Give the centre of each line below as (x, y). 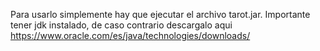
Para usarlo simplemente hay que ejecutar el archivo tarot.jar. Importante (160, 14)
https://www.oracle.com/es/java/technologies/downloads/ (130, 35)
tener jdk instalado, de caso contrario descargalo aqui (121, 25)
